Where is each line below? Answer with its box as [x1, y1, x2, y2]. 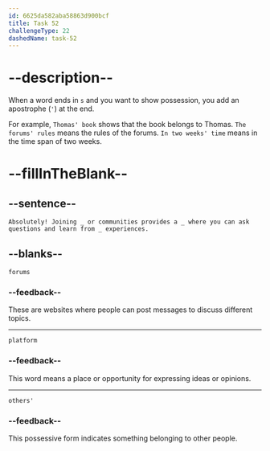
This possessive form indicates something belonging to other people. [8, 433, 238, 443]
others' [8, 396, 35, 404]
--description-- [8, 69, 114, 87]
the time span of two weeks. [8, 137, 102, 146]
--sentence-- [8, 196, 76, 210]
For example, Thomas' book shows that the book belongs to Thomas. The [8, 120, 247, 129]
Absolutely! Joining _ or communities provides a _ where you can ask [8, 218, 250, 226]
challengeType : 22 [8, 27, 70, 35]
